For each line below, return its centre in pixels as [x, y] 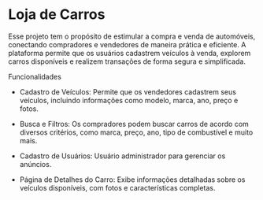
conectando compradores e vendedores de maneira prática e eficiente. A [127, 44]
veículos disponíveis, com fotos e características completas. [117, 187]
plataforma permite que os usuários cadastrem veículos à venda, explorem [130, 53]
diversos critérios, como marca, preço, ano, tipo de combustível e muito [136, 132]
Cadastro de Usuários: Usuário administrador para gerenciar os [122, 156]
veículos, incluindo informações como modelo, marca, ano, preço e [129, 100]
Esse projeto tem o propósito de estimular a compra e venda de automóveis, [132, 36]
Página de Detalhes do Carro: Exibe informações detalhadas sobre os [132, 180]
